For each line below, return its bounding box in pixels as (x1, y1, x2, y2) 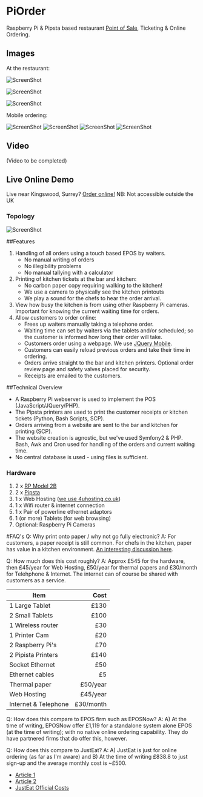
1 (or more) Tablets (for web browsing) (15, 514, 111, 522)
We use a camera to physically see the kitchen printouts (24, 288, 164, 295)
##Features (6, 238, 35, 245)
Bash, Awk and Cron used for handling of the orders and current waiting (15, 440, 195, 448)
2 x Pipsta (15, 488, 41, 496)
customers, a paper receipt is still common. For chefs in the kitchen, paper (6, 539, 192, 546)
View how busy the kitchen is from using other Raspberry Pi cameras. (15, 301, 190, 308)
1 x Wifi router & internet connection (15, 502, 105, 509)
